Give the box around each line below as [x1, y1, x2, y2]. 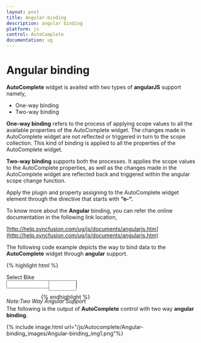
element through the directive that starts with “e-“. [6, 195, 133, 203]
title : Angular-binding [6, 15, 67, 21]
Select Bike [6, 273, 35, 280]
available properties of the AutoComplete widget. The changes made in [6, 126, 186, 134]
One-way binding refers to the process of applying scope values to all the [6, 120, 193, 127]
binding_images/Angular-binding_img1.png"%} [6, 330, 124, 337]
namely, [6, 89, 26, 97]
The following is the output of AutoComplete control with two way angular [6, 305, 194, 312]
